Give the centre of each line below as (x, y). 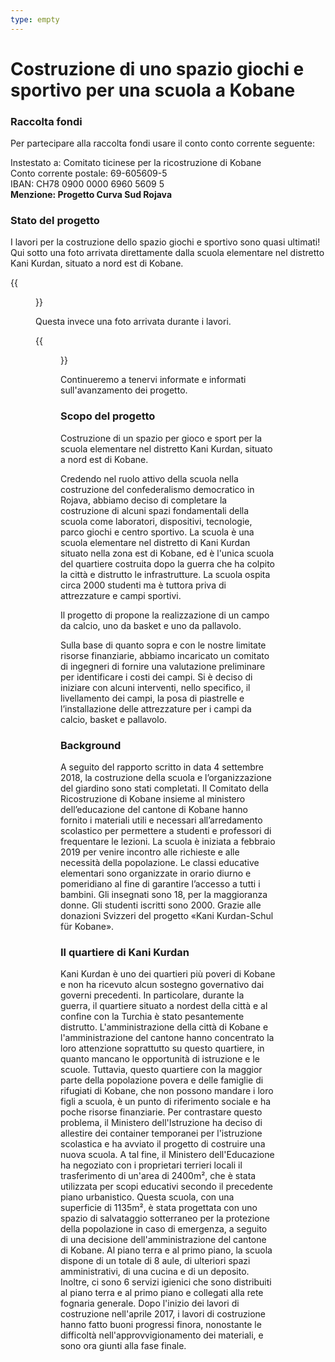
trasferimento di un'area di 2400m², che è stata (158, 1176)
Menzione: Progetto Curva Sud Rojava (91, 195)
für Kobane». (87, 926)
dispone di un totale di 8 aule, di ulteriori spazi (155, 1261)
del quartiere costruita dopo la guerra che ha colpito (167, 563)
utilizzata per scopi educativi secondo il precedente (166, 1187)
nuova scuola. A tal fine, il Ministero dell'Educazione (167, 1155)
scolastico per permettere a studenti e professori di (166, 830)
